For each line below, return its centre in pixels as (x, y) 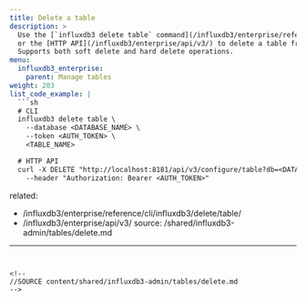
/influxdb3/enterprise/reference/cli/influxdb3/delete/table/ (132, 213)
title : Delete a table (52, 18)
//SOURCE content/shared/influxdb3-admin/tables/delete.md (124, 281)
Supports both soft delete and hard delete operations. (126, 52)
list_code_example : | (51, 94)
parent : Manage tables (69, 77)
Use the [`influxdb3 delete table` (85, 35)
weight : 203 (32, 85)
